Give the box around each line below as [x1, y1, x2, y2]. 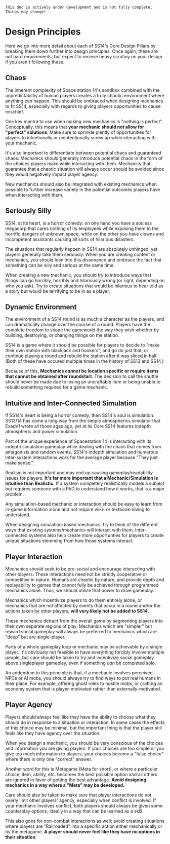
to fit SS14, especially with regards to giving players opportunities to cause [5, 103, 161, 109]
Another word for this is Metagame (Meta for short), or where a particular [5, 765, 158, 772]
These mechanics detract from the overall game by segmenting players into [5, 618, 163, 624]
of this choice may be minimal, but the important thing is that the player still [5, 724, 162, 731]
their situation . [5, 834, 37, 840]
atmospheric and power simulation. [5, 429, 79, 435]
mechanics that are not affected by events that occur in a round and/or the [5, 603, 161, 608]
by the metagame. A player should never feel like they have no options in [5, 828, 160, 834]
